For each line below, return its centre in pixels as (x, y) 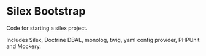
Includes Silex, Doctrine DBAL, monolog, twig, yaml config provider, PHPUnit (103, 40)
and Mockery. (24, 46)
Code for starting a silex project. (47, 28)
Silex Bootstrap (46, 11)
